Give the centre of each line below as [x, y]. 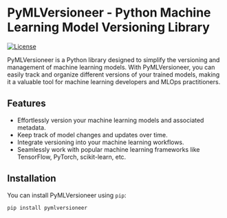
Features [26, 104]
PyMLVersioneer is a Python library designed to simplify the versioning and [113, 59]
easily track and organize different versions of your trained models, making [113, 75]
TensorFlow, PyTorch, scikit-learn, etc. [72, 157]
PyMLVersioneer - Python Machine [109, 13]
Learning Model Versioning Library [108, 27]
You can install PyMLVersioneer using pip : [67, 195]
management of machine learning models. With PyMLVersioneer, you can [111, 67]
